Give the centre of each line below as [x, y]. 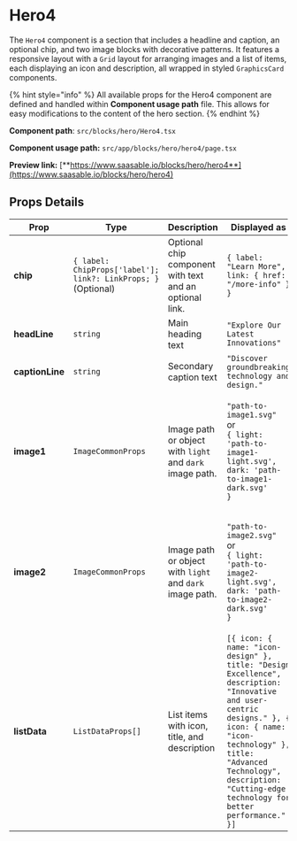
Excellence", [254, 673]
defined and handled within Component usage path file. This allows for [139, 104]
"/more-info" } [259, 284]
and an [182, 286]
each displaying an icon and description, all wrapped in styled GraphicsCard [147, 68]
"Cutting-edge [256, 788]
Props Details [47, 202]
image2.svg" [251, 535]
